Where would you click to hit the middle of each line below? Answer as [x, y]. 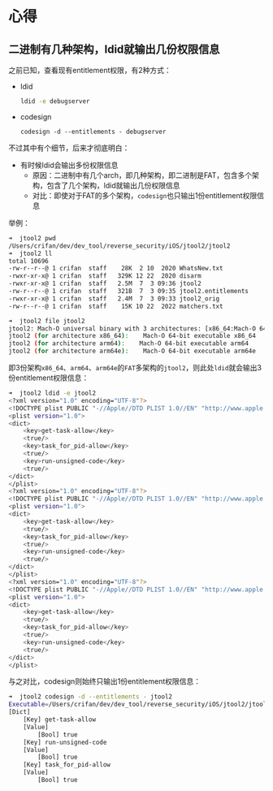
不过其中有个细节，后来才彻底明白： [69, 148]
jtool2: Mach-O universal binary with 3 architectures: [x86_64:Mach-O [132, 329]
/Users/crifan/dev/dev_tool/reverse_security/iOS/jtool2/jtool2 [119, 246]
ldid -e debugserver [55, 102]
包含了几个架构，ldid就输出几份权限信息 [113, 185]
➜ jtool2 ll [30, 253]
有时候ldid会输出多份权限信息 [69, 165]
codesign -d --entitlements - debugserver [93, 132]
